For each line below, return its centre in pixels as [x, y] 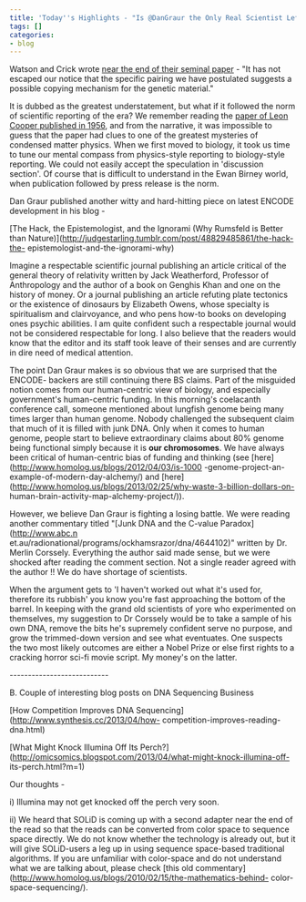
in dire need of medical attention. [71, 353]
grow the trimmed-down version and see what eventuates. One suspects [146, 638]
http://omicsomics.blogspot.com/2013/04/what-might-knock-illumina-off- [151, 757]
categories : [32, 35]
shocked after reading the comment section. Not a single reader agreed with [153, 562]
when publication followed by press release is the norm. [114, 184]
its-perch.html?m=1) [47, 767]
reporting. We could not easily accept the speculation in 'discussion [137, 164]
